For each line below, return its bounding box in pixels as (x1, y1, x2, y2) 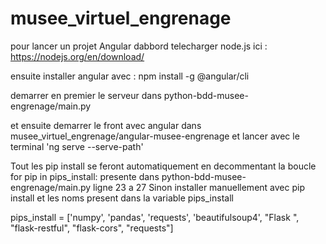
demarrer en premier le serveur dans (10, 89, 162, 101)
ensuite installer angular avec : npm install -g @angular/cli (10, 70, 250, 82)
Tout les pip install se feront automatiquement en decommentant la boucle (10, 160, 317, 172)
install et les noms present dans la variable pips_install (10, 192, 234, 204)
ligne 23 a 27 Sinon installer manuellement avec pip (93, 181, 305, 193)
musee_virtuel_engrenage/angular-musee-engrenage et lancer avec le (10, 130, 300, 142)
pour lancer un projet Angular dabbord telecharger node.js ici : (10, 40, 268, 52)
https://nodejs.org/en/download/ (10, 50, 145, 62)
